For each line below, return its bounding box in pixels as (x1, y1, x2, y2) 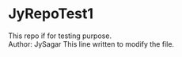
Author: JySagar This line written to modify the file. (8, 39, 175, 48)
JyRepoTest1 (8, 5, 93, 23)
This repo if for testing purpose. (8, 31, 112, 40)
